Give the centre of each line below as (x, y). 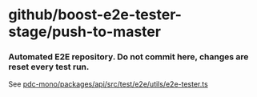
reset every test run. (49, 67)
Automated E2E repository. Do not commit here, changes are (128, 57)
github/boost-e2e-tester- (95, 15)
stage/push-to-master (85, 32)
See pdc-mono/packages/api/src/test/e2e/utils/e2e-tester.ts (108, 84)
